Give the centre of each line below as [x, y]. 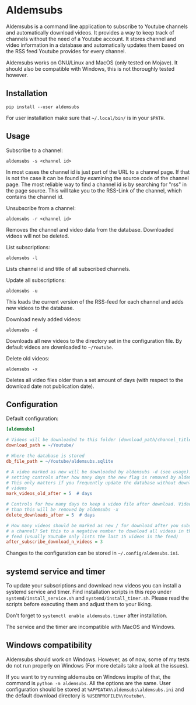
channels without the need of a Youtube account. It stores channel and [91, 39]
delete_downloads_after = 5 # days [50, 515]
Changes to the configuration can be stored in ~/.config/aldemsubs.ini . [93, 553]
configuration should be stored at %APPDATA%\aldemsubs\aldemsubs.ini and [95, 689]
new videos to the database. [40, 308]
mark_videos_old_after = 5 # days [49, 494]
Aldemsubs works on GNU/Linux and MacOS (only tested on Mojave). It [92, 63]
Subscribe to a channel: [34, 150]
